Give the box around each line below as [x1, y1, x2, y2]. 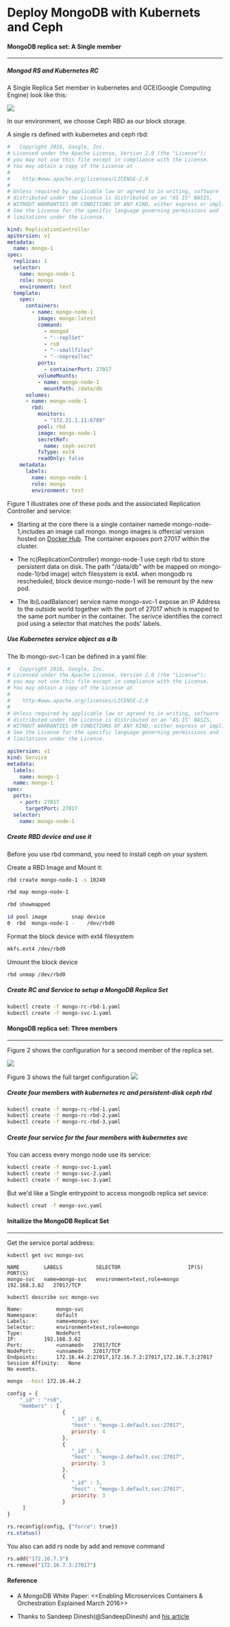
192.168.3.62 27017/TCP [7, 1282, 81, 1289]
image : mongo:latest [37, 315, 97, 323]
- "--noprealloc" [43, 353, 94, 360]
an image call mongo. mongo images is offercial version [47, 527, 204, 535]
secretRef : [37, 436, 69, 443]
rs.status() [7, 1530, 41, 1537]
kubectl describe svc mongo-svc [7, 1294, 99, 1300]
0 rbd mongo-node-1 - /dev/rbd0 [7, 920, 115, 927]
